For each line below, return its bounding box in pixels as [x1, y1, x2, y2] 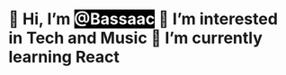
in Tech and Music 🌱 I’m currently [8, 28, 263, 48]
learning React [8, 47, 121, 67]
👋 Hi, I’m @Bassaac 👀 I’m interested [8, 9, 278, 29]
